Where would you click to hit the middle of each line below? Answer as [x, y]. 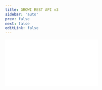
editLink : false [22, 28]
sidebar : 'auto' [22, 14]
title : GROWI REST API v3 [32, 10]
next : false [17, 23]
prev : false [17, 19]
